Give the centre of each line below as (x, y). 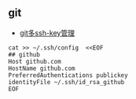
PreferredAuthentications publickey (68, 75)
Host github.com (35, 61)
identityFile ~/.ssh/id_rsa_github (66, 82)
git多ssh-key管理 (47, 33)
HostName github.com (42, 68)
